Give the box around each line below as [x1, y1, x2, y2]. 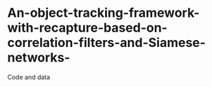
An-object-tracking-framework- [7, 5, 200, 21]
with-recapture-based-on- [7, 20, 168, 36]
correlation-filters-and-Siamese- [7, 35, 206, 51]
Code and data [7, 72, 51, 81]
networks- [7, 50, 70, 66]
